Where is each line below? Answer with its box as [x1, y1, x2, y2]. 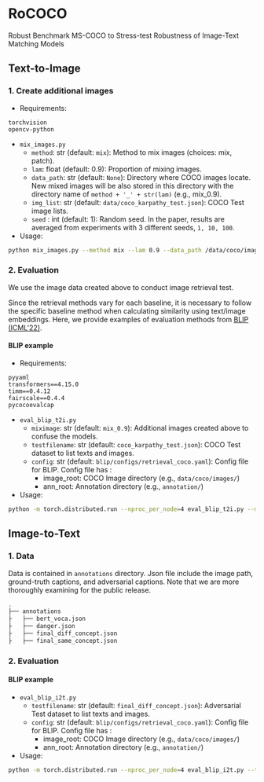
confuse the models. [31, 431, 98, 441]
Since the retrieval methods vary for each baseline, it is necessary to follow [8, 298, 252, 307]
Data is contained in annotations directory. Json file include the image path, [8, 568, 254, 578]
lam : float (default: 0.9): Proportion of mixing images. [31, 164, 202, 174]
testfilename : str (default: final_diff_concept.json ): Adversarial [31, 700, 241, 710]
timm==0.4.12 [8, 387, 51, 395]
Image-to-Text [8, 527, 81, 541]
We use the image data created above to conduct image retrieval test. [8, 282, 234, 292]
